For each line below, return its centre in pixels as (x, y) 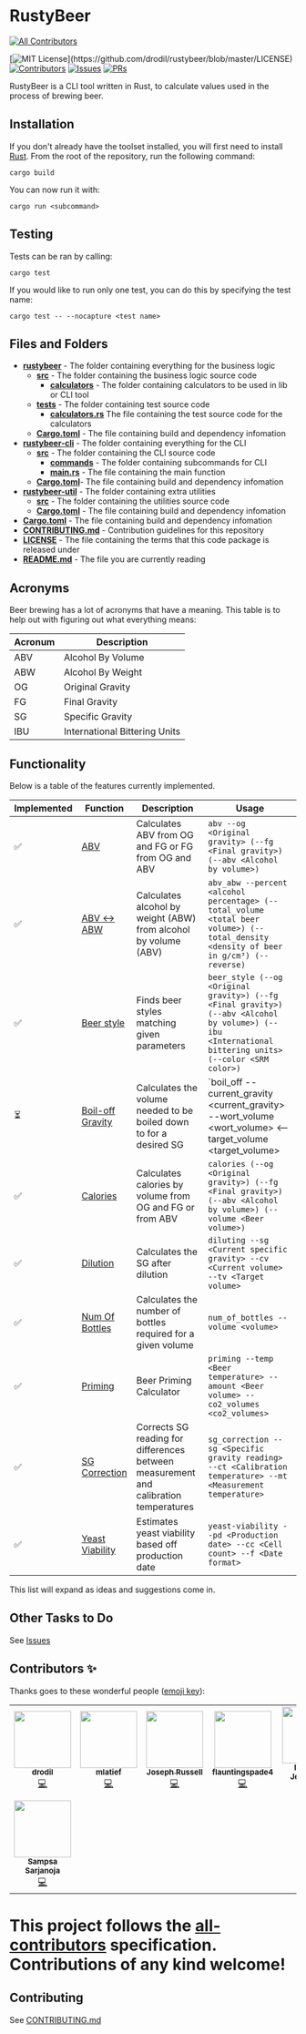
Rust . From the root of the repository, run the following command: (133, 156)
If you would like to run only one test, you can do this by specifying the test (150, 290)
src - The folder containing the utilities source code (133, 501)
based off (157, 1544)
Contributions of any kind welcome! (148, 1964)
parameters (161, 1046)
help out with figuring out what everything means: (103, 619)
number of (158, 1311)
